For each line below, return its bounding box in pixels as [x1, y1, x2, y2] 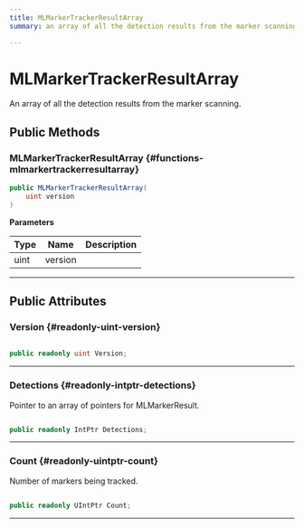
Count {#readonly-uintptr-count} [9, 455, 158, 467]
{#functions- [145, 151, 204, 164]
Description [85, 238, 138, 250]
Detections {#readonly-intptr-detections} [9, 379, 196, 391]
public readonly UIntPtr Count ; [9, 501, 131, 510]
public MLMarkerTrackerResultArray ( [9, 184, 147, 193]
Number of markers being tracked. [9, 476, 138, 486]
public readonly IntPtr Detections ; [9, 425, 147, 434]
